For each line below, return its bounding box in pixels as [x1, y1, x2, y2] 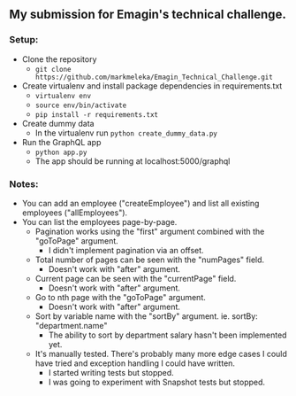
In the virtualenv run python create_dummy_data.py [34, 128, 218, 138]
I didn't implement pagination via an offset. [48, 245, 205, 255]
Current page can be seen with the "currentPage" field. [34, 273, 237, 283]
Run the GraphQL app [21, 136, 102, 147]
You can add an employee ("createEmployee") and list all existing [21, 198, 260, 208]
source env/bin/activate [34, 101, 127, 110]
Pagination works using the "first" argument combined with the [34, 226, 265, 237]
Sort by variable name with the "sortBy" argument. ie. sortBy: [34, 310, 258, 322]
